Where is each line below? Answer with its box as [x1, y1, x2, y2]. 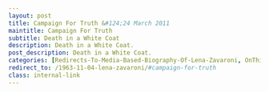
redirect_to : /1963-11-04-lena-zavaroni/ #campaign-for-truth [8, 64, 217, 72]
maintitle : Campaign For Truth [8, 26, 113, 34]
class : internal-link [8, 71, 81, 79]
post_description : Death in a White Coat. [8, 49, 152, 57]
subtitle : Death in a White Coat [8, 34, 120, 42]
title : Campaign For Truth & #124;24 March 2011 [8, 19, 171, 27]
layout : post [8, 11, 52, 20]
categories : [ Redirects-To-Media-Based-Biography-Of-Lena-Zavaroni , [8, 57, 242, 65]
